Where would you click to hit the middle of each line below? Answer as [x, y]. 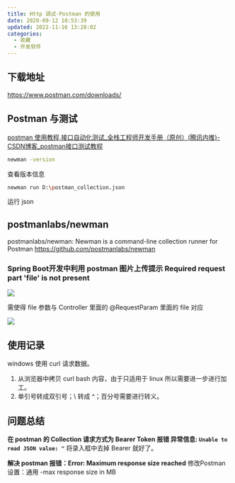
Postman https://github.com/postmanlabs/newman [81, 249]
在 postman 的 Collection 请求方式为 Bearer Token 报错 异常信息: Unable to [117, 439]
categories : [25, 34]
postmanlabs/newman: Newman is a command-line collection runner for [113, 241]
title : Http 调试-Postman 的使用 [54, 14]
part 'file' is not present [48, 278]
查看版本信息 [26, 174]
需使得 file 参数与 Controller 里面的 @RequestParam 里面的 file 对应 [105, 307]
